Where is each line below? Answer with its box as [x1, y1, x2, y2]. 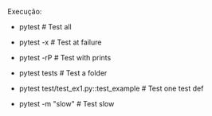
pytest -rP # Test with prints [18, 53, 112, 62]
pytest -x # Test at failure [18, 37, 102, 47]
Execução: [7, 7, 42, 16]
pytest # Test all [18, 22, 73, 31]
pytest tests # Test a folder [18, 68, 108, 78]
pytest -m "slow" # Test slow [18, 99, 115, 108]
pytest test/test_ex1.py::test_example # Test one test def [18, 83, 204, 93]
